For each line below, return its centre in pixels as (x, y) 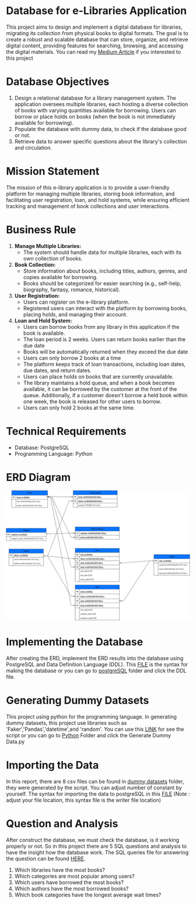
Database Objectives (58, 82)
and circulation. (33, 147)
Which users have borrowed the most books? (69, 882)
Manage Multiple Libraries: (48, 246)
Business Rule (41, 230)
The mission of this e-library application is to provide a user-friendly (88, 187)
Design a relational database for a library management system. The (95, 98)
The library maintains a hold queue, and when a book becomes (99, 383)
